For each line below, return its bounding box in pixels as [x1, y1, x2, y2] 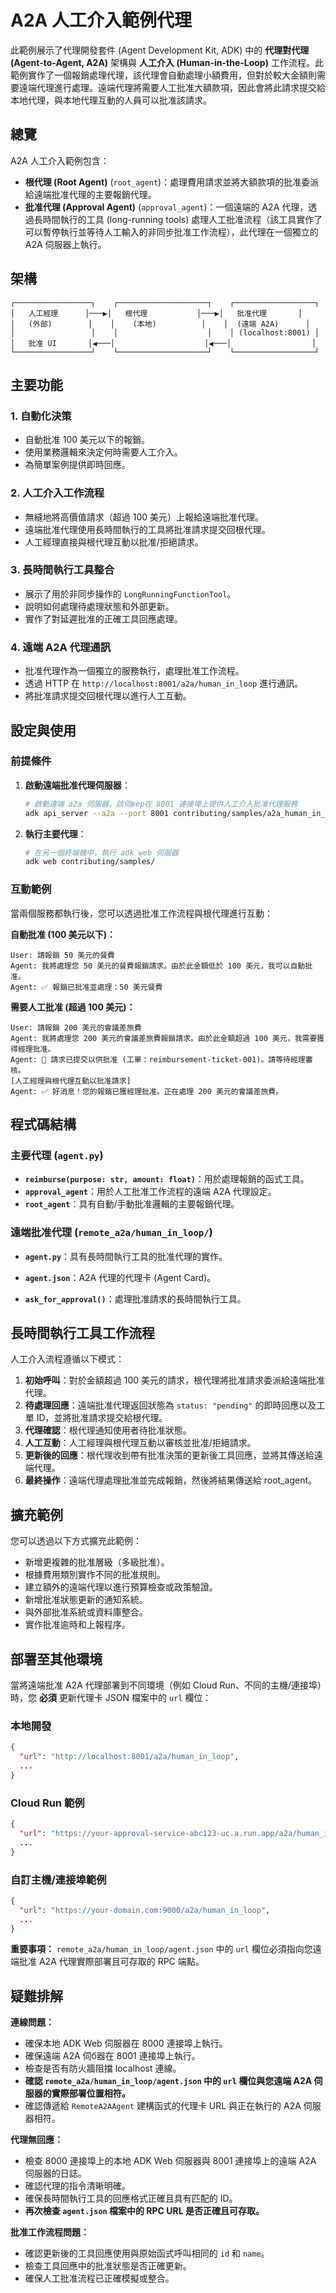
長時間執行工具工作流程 [10, 1325, 155, 1341]
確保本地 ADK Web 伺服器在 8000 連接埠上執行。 [24, 2037, 228, 2050]
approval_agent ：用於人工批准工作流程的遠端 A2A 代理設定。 [24, 1186, 277, 1198]
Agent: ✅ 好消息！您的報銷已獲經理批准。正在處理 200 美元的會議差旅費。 [10, 1086, 284, 1096]
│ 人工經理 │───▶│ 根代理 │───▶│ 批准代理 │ [10, 308, 303, 318]
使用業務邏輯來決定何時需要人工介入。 [24, 446, 183, 458]
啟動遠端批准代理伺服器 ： [24, 779, 131, 791]
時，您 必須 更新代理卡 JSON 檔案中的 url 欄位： [10, 1692, 212, 1704]
